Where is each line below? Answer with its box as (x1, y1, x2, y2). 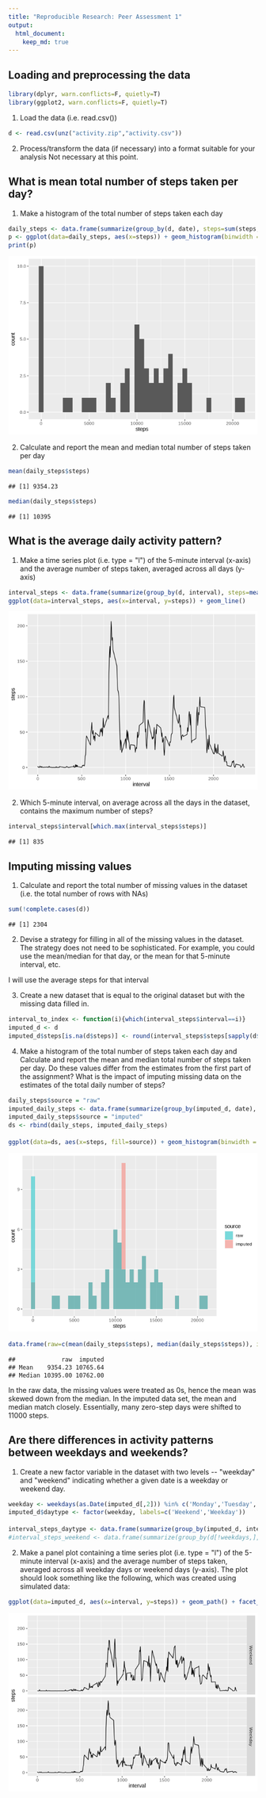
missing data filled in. (19, 999, 89, 1008)
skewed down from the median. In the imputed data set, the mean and (8, 1394, 237, 1403)
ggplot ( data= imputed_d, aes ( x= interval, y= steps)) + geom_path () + (8, 1597, 236, 1605)
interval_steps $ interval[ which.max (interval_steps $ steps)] (8, 823, 207, 831)
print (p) (8, 242, 37, 250)
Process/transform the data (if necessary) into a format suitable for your (19, 143, 256, 153)
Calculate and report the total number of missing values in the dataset (19, 881, 248, 890)
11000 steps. (8, 1410, 49, 1420)
